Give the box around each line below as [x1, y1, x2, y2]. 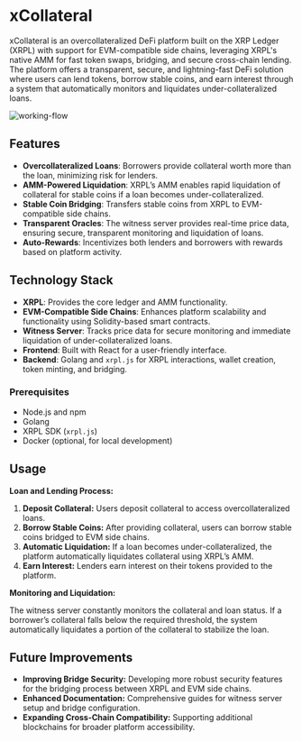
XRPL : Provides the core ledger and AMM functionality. [22, 297, 228, 307]
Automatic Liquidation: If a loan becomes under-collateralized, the [22, 541, 272, 552]
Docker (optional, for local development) [22, 435, 173, 446]
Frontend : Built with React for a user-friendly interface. [22, 344, 227, 355]
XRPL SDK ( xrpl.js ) [22, 425, 97, 436]
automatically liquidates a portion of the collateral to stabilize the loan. [9, 624, 270, 635]
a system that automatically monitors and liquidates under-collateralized [9, 83, 278, 94]
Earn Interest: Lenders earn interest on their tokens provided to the [22, 560, 273, 571]
